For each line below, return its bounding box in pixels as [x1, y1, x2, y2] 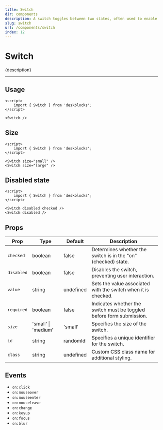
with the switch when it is [91, 286, 149, 293]
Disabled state [5, 176, 50, 184]
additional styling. [91, 355, 132, 361]
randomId [63, 337, 86, 344]
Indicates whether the [91, 300, 142, 307]
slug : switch [5, 20, 32, 26]
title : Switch [5, 7, 34, 12]
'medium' [32, 327, 54, 334]
